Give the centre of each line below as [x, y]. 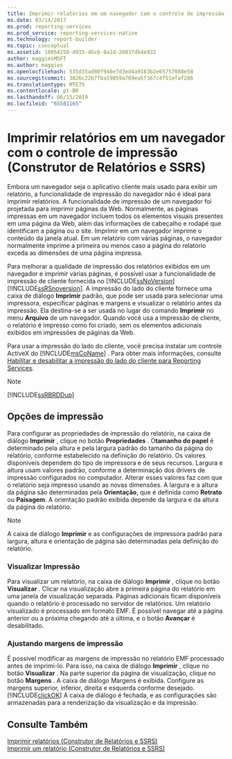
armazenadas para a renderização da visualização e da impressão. [103, 703]
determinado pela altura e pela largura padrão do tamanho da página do [110, 448]
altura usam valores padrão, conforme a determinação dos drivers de [106, 470]
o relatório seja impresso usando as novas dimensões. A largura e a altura [113, 485]
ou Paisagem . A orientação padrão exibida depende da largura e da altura [113, 499]
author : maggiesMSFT [37, 59]
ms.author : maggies [35, 65]
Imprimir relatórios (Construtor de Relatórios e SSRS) [82, 741]
